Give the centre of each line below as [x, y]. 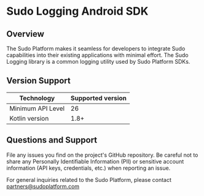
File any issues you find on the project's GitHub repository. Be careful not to [102, 155]
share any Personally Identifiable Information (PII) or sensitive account [95, 161]
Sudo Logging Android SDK [77, 11]
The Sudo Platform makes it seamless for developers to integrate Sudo [96, 48]
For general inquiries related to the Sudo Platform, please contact [89, 179]
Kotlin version [29, 118]
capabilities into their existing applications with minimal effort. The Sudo [97, 55]
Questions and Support [52, 140]
